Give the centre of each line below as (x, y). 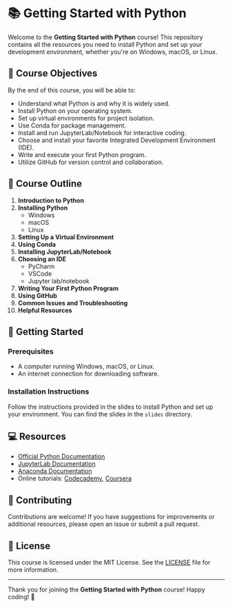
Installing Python (43, 207)
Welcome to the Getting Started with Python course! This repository (106, 37)
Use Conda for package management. (72, 125)
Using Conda (37, 244)
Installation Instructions (49, 392)
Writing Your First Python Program (68, 288)
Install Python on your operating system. (75, 110)
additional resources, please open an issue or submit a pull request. (104, 524)
